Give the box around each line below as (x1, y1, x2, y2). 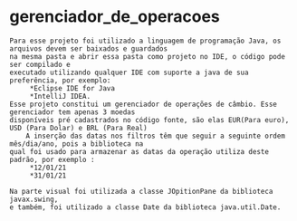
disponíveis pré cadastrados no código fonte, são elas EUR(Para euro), (9, 115, 290, 124)
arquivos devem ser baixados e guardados (9, 43, 168, 53)
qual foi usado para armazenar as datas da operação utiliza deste (9, 147, 270, 156)
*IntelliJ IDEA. (29, 91, 91, 101)
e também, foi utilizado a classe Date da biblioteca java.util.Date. (9, 202, 282, 212)
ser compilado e (9, 60, 71, 69)
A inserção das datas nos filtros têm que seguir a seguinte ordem (25, 131, 285, 140)
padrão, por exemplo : (9, 155, 95, 164)
